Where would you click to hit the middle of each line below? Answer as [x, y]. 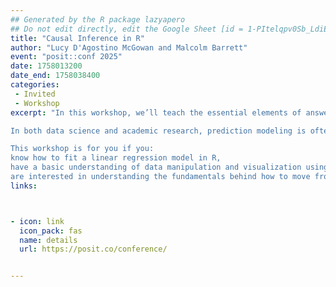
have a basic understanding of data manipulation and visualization [156, 167]
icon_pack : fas [51, 231]
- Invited [35, 94]
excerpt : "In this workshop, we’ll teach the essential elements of [156, 112]
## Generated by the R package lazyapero [98, 19]
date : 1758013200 [46, 66]
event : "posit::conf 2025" [66, 57]
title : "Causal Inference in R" [77, 38]
